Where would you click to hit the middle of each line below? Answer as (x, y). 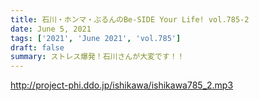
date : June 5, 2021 (51, 29)
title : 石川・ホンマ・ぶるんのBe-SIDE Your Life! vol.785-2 (130, 19)
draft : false (37, 47)
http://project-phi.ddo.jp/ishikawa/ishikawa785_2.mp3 (122, 85)
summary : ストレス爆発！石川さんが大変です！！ (97, 57)
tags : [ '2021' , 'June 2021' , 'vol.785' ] (96, 38)
